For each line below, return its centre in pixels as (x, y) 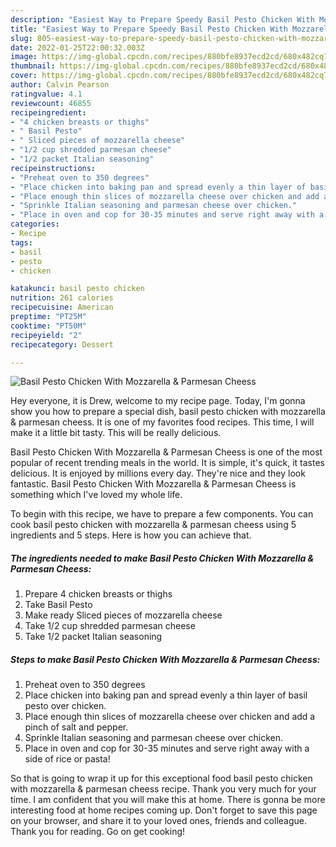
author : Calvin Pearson (60, 85)
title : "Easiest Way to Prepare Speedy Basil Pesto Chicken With (149, 29)
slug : (21, 38)
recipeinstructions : (53, 168)
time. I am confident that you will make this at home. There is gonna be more (168, 800)
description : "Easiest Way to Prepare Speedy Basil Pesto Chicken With (162, 19)
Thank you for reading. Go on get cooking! (98, 832)
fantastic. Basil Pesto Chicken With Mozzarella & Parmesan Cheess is (153, 484)
